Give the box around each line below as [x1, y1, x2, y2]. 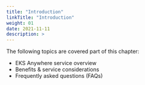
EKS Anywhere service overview [15, 60, 97, 67]
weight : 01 [6, 20, 34, 26]
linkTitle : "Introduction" [6, 14, 75, 20]
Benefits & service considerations [15, 66, 99, 73]
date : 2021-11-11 [6, 25, 50, 32]
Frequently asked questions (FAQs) [15, 72, 103, 80]
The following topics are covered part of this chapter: [6, 48, 140, 55]
